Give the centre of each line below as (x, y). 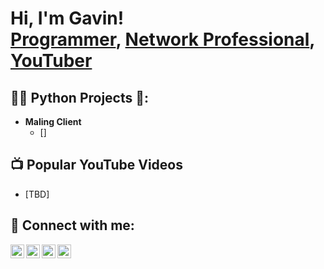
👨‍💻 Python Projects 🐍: (80, 97)
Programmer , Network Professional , (162, 39)
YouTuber (51, 61)
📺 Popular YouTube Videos (96, 165)
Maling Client (53, 121)
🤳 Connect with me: (72, 225)
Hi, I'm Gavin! (67, 18)
